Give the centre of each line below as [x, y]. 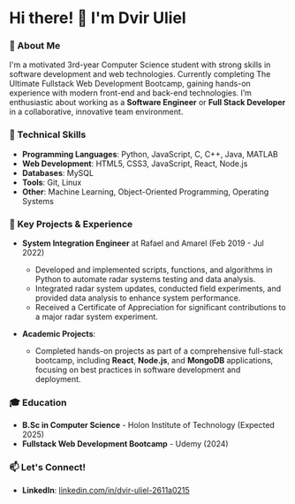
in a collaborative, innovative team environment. [96, 112]
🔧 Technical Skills [48, 134]
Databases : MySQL [58, 172]
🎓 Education [38, 403]
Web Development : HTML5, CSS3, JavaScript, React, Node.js [135, 164]
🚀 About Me [35, 46]
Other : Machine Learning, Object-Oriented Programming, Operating [145, 191]
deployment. [58, 379]
